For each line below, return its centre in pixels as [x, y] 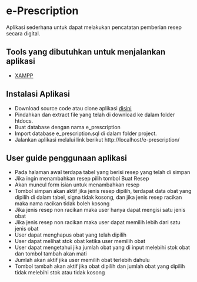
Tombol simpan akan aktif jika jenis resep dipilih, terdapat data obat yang [103, 191]
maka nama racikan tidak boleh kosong [62, 204]
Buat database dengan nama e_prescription [67, 127]
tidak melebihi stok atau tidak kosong [60, 273]
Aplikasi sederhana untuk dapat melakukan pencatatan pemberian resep [94, 27]
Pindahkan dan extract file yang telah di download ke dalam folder [95, 114]
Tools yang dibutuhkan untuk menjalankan [86, 52]
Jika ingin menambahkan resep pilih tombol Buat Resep [82, 179]
